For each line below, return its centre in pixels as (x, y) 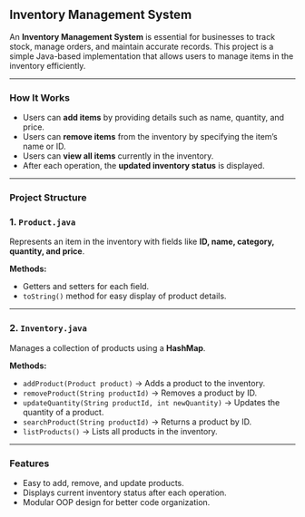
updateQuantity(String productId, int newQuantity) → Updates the (151, 402)
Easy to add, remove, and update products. (103, 483)
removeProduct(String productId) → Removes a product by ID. (139, 393)
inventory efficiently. (48, 65)
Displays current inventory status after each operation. (124, 493)
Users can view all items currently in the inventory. (118, 156)
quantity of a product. (63, 412)
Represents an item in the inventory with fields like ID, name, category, (142, 242)
